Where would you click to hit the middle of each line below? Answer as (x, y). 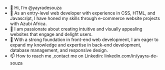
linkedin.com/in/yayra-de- (131, 56)
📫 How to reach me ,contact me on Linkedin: (56, 56)
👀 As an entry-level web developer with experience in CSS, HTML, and (83, 13)
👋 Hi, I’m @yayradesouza (36, 8)
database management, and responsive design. (59, 50)
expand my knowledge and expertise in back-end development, (75, 45)
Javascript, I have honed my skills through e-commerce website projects (85, 18)
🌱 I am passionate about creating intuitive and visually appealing (76, 29)
